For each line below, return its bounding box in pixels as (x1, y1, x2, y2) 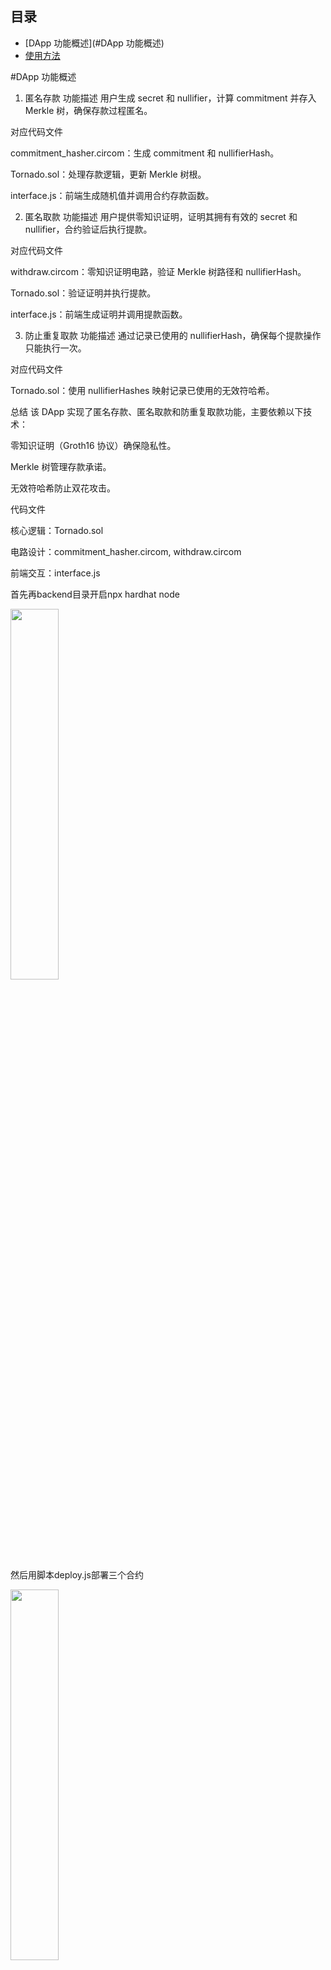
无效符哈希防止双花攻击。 (10, 482, 116, 494)
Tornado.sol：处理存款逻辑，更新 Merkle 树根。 (10, 168, 207, 180)
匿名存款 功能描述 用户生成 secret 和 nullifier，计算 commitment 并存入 (24, 92, 317, 104)
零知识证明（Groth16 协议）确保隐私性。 (10, 439, 177, 451)
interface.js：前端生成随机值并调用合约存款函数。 (10, 189, 215, 201)
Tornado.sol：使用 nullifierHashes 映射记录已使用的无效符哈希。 (10, 384, 275, 396)
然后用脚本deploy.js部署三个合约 (10, 1568, 144, 1581)
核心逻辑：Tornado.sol (10, 524, 104, 536)
